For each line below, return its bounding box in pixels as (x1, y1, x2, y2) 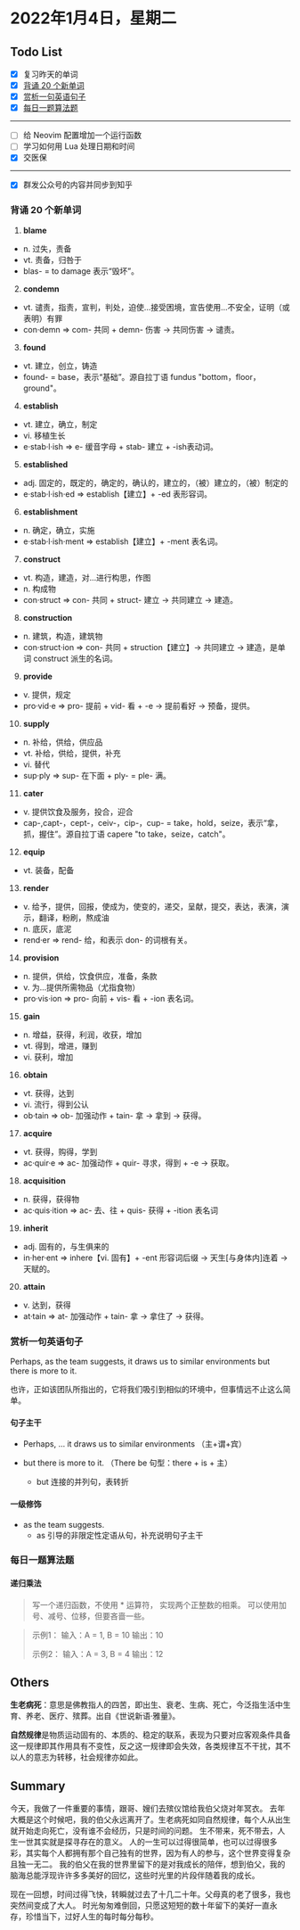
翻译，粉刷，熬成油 (38, 911, 109, 923)
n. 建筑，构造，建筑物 (22, 631, 103, 641)
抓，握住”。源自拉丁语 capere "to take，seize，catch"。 (22, 829, 231, 839)
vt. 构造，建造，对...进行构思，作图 (22, 572, 151, 582)
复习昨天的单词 (22, 69, 78, 79)
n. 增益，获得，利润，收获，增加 (22, 1029, 142, 1040)
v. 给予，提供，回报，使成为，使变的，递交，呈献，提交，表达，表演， (22, 901, 282, 911)
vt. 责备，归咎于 (22, 254, 83, 265)
